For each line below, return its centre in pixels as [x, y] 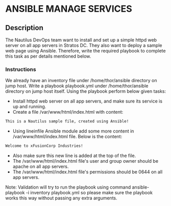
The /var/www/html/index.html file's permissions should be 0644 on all [88, 172]
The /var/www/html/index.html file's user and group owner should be [86, 161]
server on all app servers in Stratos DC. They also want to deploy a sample [84, 45]
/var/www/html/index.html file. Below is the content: [67, 137]
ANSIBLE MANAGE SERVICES [69, 9]
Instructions [21, 69]
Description [24, 28]
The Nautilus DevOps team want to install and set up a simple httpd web [81, 40]
